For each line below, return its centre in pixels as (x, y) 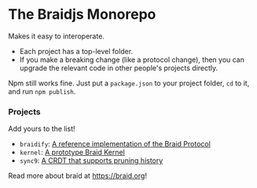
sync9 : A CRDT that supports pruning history (91, 161)
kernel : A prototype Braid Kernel (72, 152)
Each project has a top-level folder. (76, 51)
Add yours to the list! (42, 129)
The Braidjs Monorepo (82, 14)
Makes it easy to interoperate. (56, 36)
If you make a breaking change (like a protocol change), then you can (132, 60)
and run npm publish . (42, 91)
